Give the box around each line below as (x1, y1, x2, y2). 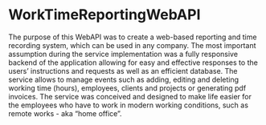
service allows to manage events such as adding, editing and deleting (8, 75, 239, 84)
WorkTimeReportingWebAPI (8, 6, 201, 24)
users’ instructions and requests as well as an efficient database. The (8, 66, 238, 75)
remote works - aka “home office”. (8, 108, 122, 118)
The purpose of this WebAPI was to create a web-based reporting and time (8, 32, 257, 42)
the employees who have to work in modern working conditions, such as (8, 100, 249, 110)
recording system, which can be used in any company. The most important (8, 40, 256, 50)
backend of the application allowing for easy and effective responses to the (8, 58, 259, 67)
